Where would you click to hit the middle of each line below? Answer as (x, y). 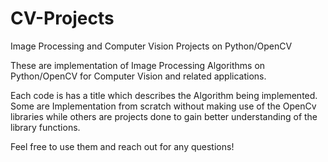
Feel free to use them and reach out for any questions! (122, 146)
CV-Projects (62, 18)
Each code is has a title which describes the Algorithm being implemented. (164, 95)
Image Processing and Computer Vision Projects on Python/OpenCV (151, 46)
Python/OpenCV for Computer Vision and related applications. (138, 76)
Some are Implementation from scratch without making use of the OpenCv (163, 106)
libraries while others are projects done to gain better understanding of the (164, 116)
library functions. (45, 127)
